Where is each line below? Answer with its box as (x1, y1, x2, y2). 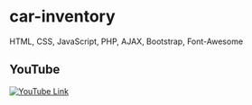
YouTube (9, 62, 61, 77)
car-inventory (9, 6, 116, 27)
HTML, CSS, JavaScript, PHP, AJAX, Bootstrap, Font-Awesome (9, 36, 244, 47)
